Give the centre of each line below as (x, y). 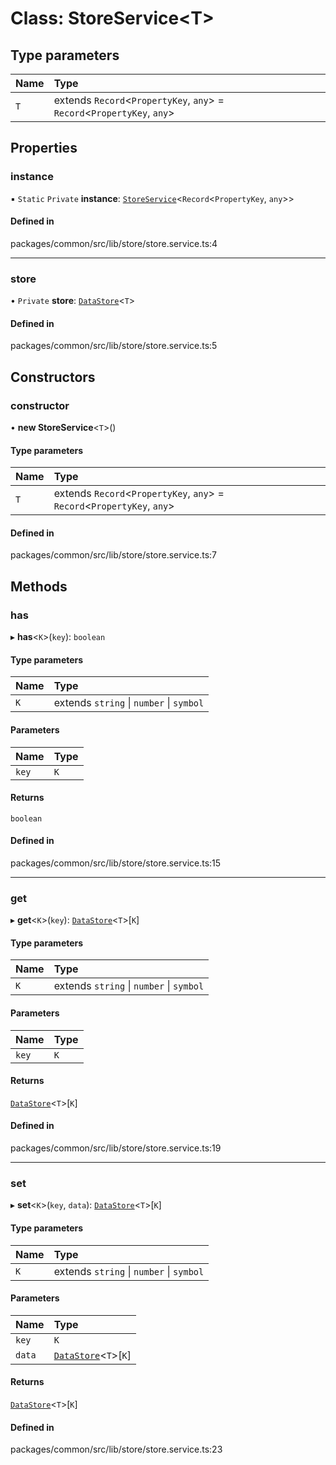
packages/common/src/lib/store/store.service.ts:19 (116, 1148)
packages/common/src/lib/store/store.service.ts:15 (116, 863)
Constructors (53, 377)
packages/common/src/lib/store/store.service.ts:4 (114, 243)
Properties (44, 148)
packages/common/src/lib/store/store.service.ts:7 (114, 555)
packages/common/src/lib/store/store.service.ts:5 (114, 346)
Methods (39, 586)
